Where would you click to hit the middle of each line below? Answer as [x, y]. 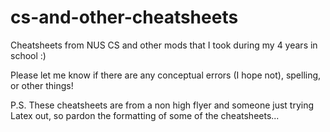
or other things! [42, 85]
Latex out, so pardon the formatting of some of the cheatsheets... [145, 115]
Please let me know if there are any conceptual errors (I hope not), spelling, [166, 75]
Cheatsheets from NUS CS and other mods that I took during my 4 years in [164, 45]
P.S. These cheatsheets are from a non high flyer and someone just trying [162, 105]
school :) [28, 55]
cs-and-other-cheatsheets [124, 17]
